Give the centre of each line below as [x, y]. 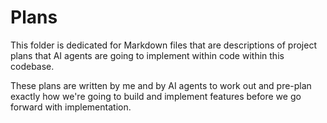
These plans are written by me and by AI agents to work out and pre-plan [161, 85]
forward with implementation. [71, 107]
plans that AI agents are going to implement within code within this [147, 55]
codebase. [32, 66]
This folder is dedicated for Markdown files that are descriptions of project [163, 45]
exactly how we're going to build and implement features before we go [156, 96]
